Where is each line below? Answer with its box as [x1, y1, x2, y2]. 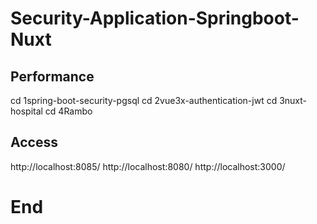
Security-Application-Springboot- [10, 7, 300, 30]
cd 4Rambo [44, 105, 93, 117]
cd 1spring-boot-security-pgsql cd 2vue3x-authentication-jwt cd [10, 95, 278, 106]
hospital [10, 105, 43, 117]
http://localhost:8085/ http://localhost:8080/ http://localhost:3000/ [10, 160, 286, 172]
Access [10, 134, 58, 151]
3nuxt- [279, 95, 308, 106]
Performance [10, 68, 95, 85]
